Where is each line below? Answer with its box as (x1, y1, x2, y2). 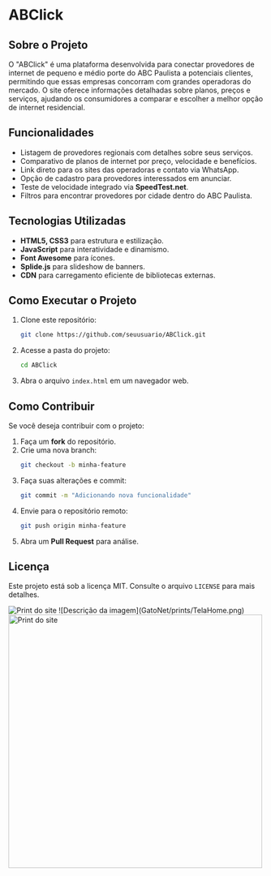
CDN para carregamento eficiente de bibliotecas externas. (19, 270, 216, 280)
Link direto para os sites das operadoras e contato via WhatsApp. (19, 165, 239, 174)
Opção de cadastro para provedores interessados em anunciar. (19, 173, 232, 183)
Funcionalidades (8, 126, 95, 140)
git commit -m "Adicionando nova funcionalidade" (19, 491, 192, 500)
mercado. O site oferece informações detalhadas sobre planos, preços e (8, 85, 251, 95)
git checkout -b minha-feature (19, 461, 127, 469)
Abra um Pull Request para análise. (19, 536, 140, 546)
